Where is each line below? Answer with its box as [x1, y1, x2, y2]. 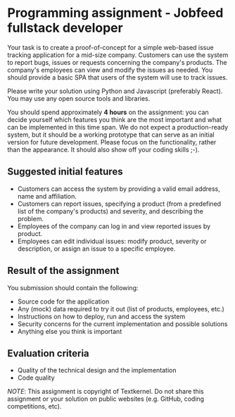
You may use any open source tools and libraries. [7, 94, 151, 103]
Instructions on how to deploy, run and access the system [17, 312, 186, 320]
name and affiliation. [17, 192, 77, 200]
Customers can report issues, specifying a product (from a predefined [17, 199, 222, 208]
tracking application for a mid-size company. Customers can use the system [7, 51, 229, 59]
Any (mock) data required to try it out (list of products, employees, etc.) [17, 304, 225, 313]
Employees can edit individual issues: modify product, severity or [17, 237, 207, 245]
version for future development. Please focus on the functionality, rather [7, 137, 217, 146]
